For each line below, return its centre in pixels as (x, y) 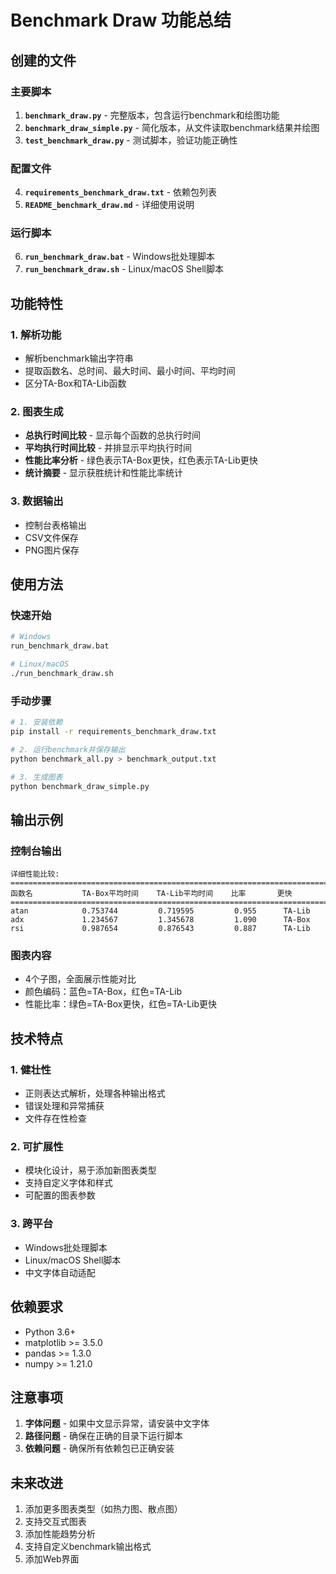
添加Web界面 (52, 1559)
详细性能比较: (35, 874)
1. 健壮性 (31, 1069)
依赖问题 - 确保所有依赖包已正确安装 (99, 1448)
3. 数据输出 (37, 501)
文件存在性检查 (55, 1118)
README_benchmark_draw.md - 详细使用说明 (109, 205)
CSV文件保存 (51, 537)
